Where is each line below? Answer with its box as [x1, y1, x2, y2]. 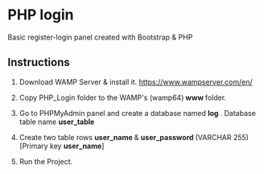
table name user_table [19, 117, 95, 126]
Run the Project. [19, 156, 73, 166]
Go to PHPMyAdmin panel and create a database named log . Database [19, 108, 257, 118]
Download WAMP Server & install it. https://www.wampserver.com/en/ [19, 77, 253, 86]
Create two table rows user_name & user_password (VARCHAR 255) [19, 132, 249, 142]
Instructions [7, 56, 70, 69]
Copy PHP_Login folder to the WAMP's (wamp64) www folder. [19, 93, 227, 102]
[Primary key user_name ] [19, 141, 105, 151]
